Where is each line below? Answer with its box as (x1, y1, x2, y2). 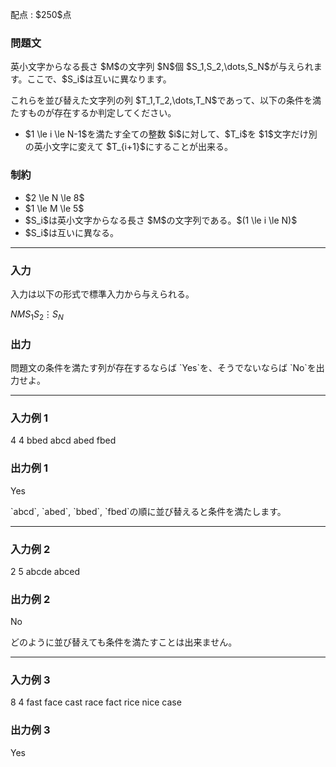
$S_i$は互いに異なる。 (24, 226, 119, 238)
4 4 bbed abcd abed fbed (10, 434, 117, 447)
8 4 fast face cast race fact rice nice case (10, 696, 182, 708)
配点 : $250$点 (10, 9, 72, 20)
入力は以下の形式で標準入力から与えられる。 (10, 288, 195, 300)
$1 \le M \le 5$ (24, 202, 85, 214)
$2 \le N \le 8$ (24, 191, 85, 203)
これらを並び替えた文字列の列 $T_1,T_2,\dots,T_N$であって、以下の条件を (10, 94, 313, 107)
